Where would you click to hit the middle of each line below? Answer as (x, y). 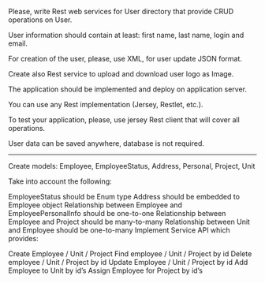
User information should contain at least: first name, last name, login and (126, 35)
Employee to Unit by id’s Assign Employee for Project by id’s (106, 270)
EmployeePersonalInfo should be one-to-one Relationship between (117, 213)
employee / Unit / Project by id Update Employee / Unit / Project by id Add (128, 262)
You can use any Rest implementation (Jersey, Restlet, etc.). (106, 104)
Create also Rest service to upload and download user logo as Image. (121, 74)
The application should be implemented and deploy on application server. (127, 89)
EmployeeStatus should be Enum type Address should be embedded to (124, 197)
